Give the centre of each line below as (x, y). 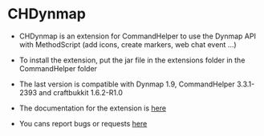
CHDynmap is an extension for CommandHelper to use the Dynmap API (137, 36)
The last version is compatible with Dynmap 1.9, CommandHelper (127, 84)
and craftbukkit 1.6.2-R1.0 (81, 92)
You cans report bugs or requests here (83, 123)
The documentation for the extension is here (92, 108)
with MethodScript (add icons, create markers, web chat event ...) (128, 44)
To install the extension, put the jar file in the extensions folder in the (132, 60)
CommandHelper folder (58, 68)
